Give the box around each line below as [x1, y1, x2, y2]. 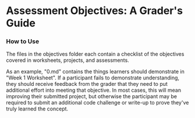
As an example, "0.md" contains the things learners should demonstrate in [6, 68, 185, 75]
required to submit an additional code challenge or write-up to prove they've [6, 99, 189, 106]
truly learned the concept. [6, 105, 69, 112]
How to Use [6, 37, 40, 46]
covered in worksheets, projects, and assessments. [6, 57, 129, 64]
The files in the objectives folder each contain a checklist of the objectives [6, 51, 185, 58]
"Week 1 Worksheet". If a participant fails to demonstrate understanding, [6, 74, 179, 81]
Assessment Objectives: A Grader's [6, 4, 183, 18]
